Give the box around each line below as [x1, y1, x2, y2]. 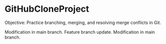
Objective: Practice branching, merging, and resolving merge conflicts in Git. [4, 20, 162, 25]
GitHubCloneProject [4, 3, 89, 15]
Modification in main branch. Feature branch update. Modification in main [4, 29, 155, 35]
